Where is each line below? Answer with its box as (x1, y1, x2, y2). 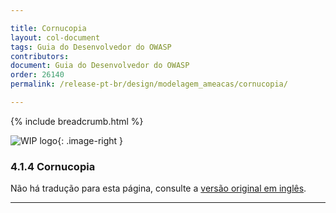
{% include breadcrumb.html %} (10, 115, 144, 127)
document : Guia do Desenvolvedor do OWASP (10, 61, 190, 71)
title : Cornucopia (10, 23, 87, 33)
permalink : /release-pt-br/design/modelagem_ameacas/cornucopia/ (10, 79, 288, 90)
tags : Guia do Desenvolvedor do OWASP (10, 42, 172, 52)
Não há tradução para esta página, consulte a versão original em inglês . (10, 182, 307, 195)
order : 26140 (10, 70, 65, 80)
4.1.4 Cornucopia (10, 159, 96, 173)
